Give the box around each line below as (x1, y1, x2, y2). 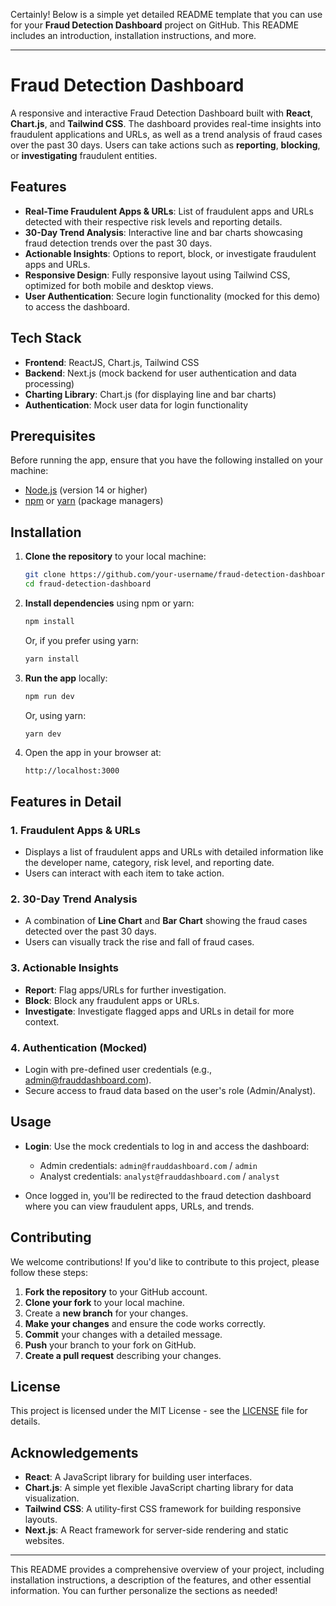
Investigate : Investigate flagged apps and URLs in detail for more (24, 1005, 295, 1017)
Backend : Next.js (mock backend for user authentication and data (24, 367, 297, 379)
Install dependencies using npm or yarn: (24, 597, 195, 609)
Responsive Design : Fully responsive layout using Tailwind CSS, (24, 269, 291, 281)
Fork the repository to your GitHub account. (24, 1285, 208, 1298)
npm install (24, 616, 75, 626)
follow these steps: (10, 1266, 88, 1278)
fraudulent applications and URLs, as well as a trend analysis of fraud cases (10, 128, 323, 140)
